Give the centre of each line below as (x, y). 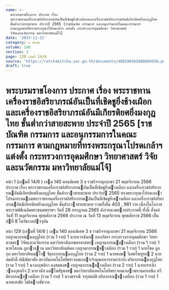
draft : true (18, 66)
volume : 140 (18, 47)
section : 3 (17, 52)
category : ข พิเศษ (23, 43)
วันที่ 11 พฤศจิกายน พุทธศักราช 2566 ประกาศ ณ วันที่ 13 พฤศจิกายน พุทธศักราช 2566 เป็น (82, 216)
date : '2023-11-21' (26, 38)
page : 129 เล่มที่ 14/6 (26, 56)
